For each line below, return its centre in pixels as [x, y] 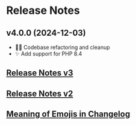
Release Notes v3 [40, 73]
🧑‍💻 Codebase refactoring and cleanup [62, 47]
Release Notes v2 [40, 93]
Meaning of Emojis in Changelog [68, 114]
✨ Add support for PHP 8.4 [48, 54]
